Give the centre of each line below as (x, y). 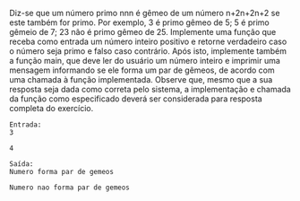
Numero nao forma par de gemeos (69, 188)
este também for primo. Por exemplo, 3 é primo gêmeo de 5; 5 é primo (140, 22)
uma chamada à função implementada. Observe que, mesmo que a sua (141, 79)
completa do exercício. (51, 108)
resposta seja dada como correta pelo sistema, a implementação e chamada (150, 89)
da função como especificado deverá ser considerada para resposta (136, 99)
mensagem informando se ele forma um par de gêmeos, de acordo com (142, 70)
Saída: (21, 164)
